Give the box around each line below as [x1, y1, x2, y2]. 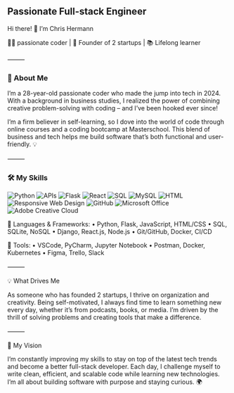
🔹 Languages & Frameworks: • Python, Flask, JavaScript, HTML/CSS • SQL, [7, 220, 227, 228]
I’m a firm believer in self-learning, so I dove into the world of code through [7, 117, 225, 126]
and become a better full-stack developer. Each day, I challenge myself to [7, 362, 221, 371]
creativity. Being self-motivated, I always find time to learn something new [7, 298, 222, 307]
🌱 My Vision [7, 341, 42, 350]
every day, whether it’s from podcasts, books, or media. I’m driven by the [7, 306, 219, 314]
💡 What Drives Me [7, 277, 60, 285]
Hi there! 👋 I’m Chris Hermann [7, 24, 93, 32]
